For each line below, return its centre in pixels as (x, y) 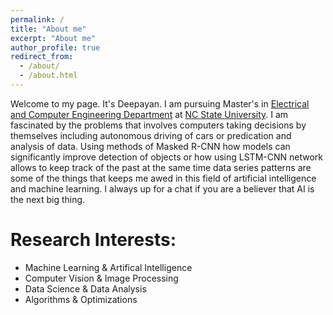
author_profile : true (55, 47)
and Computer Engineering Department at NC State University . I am (149, 114)
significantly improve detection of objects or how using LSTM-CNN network (166, 157)
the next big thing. (48, 199)
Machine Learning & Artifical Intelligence (108, 267)
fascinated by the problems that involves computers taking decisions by (158, 125)
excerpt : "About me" (53, 38)
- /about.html (48, 76)
